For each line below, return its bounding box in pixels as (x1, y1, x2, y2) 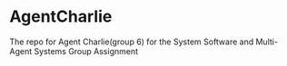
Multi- (255, 36, 279, 47)
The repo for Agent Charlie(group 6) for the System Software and (9, 36, 254, 47)
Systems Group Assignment (34, 45, 139, 56)
